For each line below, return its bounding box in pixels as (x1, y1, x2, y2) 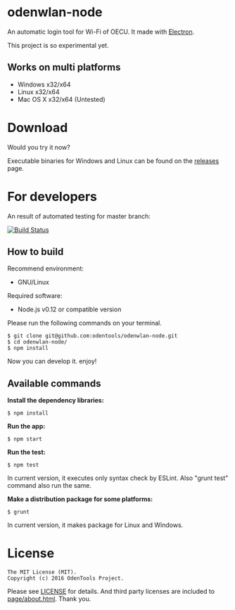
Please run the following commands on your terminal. (7, 319, 162, 327)
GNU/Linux (17, 278, 49, 287)
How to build (7, 246, 64, 258)
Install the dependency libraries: (7, 396, 104, 405)
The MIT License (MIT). (7, 569, 77, 576)
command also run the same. (7, 481, 91, 490)
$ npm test (7, 462, 39, 469)
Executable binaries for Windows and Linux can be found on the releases (7, 156, 220, 165)
